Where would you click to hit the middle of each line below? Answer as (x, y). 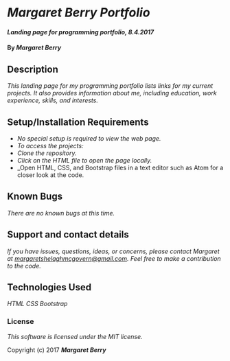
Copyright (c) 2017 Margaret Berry (57, 350)
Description (33, 69)
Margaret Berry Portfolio (79, 13)
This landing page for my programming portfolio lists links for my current (110, 86)
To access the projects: (50, 146)
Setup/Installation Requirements (78, 122)
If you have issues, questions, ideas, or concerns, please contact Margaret (113, 251)
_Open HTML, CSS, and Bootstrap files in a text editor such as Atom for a (120, 167)
